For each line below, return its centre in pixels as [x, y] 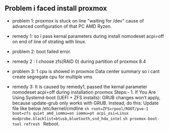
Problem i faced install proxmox [56, 8]
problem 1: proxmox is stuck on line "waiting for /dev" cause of [78, 20]
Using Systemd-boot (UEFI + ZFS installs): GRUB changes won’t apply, [86, 97]
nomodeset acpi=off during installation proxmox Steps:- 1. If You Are [84, 92]
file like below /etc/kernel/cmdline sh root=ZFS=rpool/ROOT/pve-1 [80, 108]
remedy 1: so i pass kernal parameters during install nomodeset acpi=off [88, 36]
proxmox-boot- [145, 119]
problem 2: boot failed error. [42, 51]
